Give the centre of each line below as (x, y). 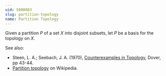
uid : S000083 (19, 10)
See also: (15, 48)
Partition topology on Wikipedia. (45, 68)
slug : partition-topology (32, 14)
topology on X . (20, 38)
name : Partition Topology (32, 19)
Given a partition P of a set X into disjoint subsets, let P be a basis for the (79, 33)
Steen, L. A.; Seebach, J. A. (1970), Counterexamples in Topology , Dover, (86, 58)
